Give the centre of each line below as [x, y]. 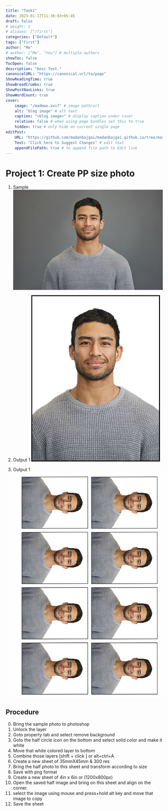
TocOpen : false [21, 63]
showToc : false [21, 58]
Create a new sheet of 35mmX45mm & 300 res [61, 761]
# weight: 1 [18, 27]
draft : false [19, 21]
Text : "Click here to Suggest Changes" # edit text [69, 143]
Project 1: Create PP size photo [70, 173]
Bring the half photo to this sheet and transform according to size [80, 766]
